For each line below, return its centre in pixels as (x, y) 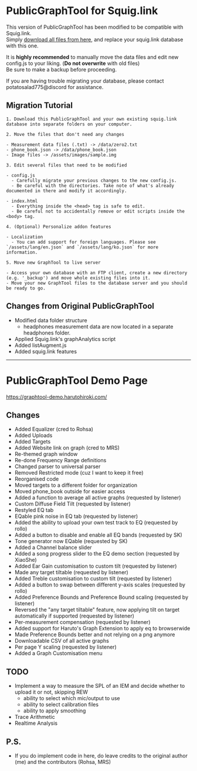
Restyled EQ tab (34, 510)
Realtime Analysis (36, 723)
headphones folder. (47, 333)
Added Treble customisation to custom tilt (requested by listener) (93, 579)
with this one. (23, 46)
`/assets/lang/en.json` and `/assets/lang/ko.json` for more (82, 247)
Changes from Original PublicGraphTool (80, 306)
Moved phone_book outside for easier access (70, 492)
